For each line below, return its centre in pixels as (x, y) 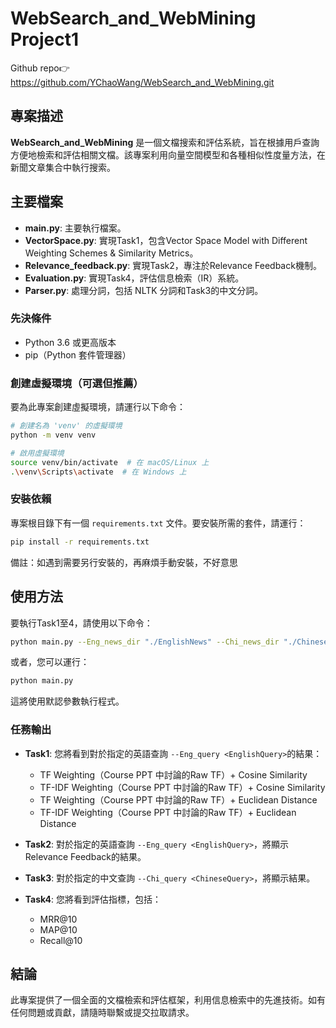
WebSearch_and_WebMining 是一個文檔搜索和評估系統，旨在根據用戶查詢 (165, 142)
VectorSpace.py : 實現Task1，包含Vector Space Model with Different (166, 240)
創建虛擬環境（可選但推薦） (77, 383)
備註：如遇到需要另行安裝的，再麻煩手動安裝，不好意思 (124, 562)
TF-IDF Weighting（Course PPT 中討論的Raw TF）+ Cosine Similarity (182, 787)
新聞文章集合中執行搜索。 (63, 167)
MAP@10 (58, 929)
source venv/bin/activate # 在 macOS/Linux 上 (110, 462)
